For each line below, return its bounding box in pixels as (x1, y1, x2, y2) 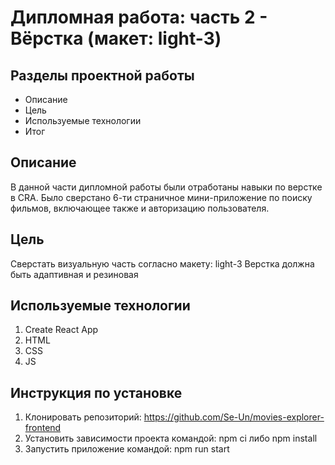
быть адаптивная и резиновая (10, 268, 139, 280)
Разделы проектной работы (10, 67, 195, 84)
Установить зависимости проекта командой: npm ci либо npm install (24, 432, 318, 445)
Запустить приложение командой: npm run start (24, 443, 230, 455)
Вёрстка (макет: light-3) (10, 27, 222, 50)
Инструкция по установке (10, 384, 183, 401)
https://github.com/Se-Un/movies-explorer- (143, 411, 325, 423)
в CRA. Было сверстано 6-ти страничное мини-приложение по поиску (10, 191, 313, 203)
